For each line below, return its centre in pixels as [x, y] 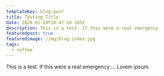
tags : [13, 45]
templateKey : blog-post [35, 11]
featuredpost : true [30, 34]
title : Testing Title [33, 17]
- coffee [22, 50]
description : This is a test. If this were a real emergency [82, 28]
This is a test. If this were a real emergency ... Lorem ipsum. [78, 67]
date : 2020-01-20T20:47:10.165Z [45, 22]
